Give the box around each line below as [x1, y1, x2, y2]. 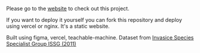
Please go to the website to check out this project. [6, 5, 130, 12]
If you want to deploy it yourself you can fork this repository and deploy [6, 16, 182, 23]
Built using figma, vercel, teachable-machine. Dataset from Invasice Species [6, 34, 194, 41]
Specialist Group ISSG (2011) [6, 41, 76, 47]
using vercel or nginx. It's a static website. [6, 23, 110, 29]
